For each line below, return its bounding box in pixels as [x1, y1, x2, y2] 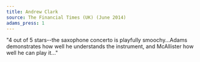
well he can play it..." [6, 49, 58, 57]
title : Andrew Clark [6, 8, 59, 15]
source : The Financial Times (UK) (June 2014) [6, 14, 126, 20]
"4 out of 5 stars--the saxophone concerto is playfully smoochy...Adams [6, 37, 187, 44]
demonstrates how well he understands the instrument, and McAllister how [6, 43, 194, 50]
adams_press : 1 [6, 20, 45, 26]
